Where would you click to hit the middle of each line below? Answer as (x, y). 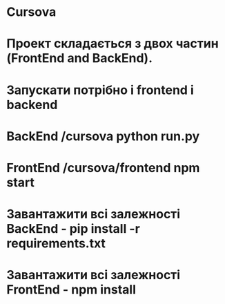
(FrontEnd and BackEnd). (80, 58)
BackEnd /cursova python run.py (103, 136)
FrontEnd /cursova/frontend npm (103, 168)
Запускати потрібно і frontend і (100, 90)
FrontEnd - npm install (71, 290)
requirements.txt (56, 244)
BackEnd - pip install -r (74, 229)
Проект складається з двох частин (112, 44)
